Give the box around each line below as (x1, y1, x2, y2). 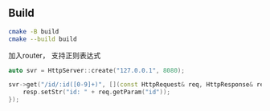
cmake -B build (8, 27, 59, 35)
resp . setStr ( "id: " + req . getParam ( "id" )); (22, 88, 171, 97)
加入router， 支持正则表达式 (8, 50, 101, 60)
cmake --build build (8, 35, 78, 43)
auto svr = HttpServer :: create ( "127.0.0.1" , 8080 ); (8, 66, 185, 74)
